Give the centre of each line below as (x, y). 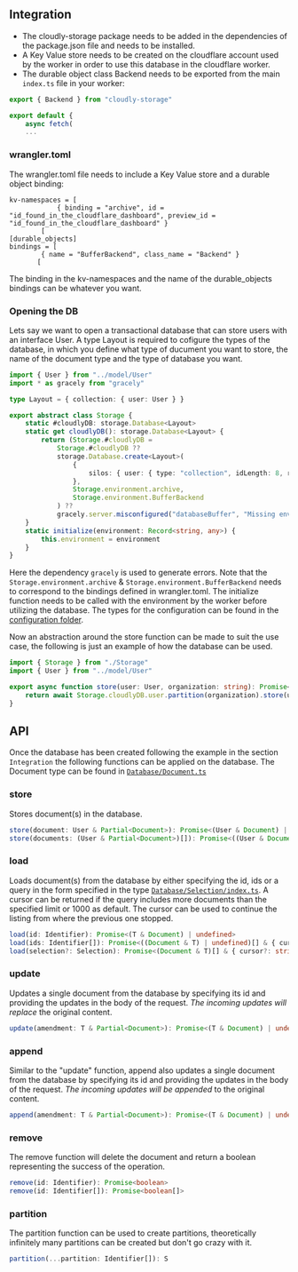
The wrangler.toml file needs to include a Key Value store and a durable (140, 174)
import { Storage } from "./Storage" (79, 663)
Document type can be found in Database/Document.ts (108, 771)
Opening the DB (44, 311)
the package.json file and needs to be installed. (108, 45)
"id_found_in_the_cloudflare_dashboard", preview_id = (113, 215)
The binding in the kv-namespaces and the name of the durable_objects (141, 278)
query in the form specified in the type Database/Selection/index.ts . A (139, 890)
